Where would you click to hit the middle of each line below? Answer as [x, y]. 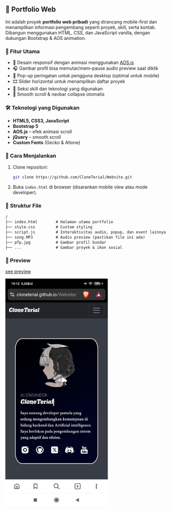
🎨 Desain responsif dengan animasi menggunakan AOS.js [73, 62]
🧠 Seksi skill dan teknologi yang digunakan [58, 89]
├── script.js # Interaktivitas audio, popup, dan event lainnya [86, 232]
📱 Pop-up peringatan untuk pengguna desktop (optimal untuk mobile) [86, 76]
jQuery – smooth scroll [37, 137]
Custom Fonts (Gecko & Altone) [47, 143]
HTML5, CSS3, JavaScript [41, 121]
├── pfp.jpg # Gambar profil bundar [56, 242]
